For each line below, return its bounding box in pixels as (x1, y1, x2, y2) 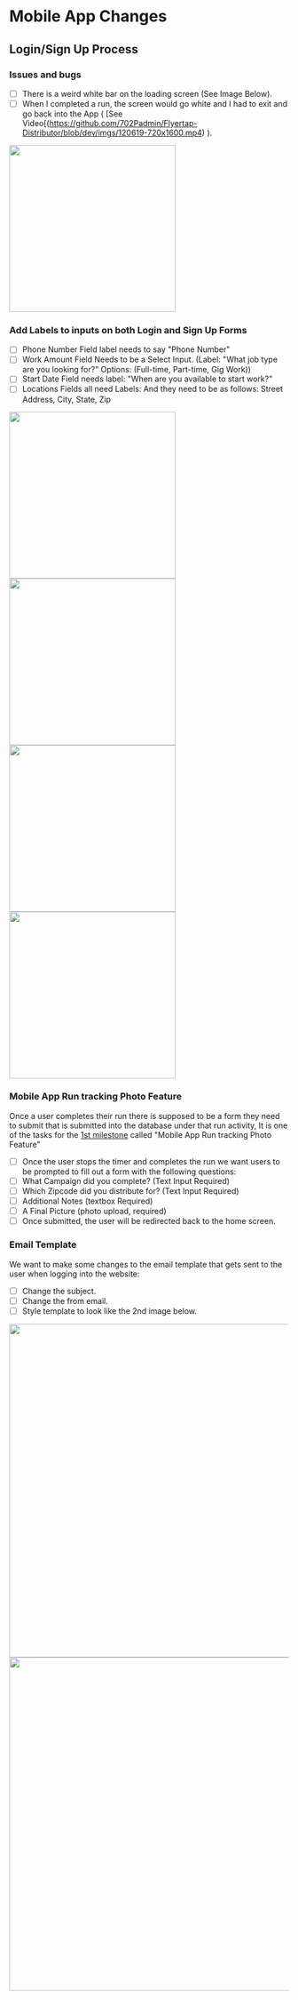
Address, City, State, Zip (21, 394, 112, 404)
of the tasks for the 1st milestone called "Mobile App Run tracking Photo (9, 1129, 272, 1140)
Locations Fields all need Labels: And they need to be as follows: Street (21, 384, 284, 395)
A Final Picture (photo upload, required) (21, 1206, 167, 1217)
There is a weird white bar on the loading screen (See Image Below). (21, 88, 273, 99)
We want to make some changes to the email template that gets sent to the (9, 1259, 283, 1269)
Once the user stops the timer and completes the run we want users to (21, 1156, 281, 1166)
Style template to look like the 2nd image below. (21, 1305, 198, 1316)
